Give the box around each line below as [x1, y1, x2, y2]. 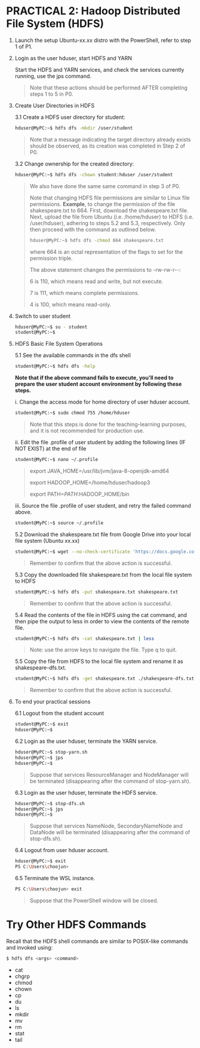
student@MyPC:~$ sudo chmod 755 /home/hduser [14, 410, 130, 416]
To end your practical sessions [14, 698, 91, 705]
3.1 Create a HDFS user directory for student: [14, 113, 125, 121]
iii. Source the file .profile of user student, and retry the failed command [14, 502, 191, 509]
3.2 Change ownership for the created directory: [14, 160, 134, 167]
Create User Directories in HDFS [14, 102, 95, 109]
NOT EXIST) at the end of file [14, 445, 87, 452]
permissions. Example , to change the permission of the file [29, 200, 176, 207]
